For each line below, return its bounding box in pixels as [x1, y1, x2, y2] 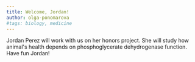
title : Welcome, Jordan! [6, 9, 69, 15]
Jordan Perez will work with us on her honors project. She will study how [6, 37, 190, 44]
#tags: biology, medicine [6, 20, 72, 26]
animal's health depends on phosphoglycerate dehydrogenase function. [6, 43, 188, 50]
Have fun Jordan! [6, 50, 50, 57]
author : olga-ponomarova [6, 15, 69, 21]
